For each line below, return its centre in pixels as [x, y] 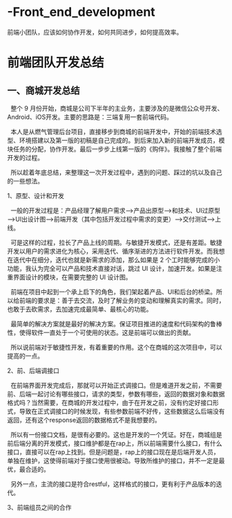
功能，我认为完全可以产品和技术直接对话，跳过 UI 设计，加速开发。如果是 [112, 268]
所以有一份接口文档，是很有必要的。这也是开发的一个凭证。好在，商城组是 [116, 434]
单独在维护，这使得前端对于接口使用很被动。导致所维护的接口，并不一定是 [113, 461]
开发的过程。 [25, 157]
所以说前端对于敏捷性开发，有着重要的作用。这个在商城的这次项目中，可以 [116, 347]
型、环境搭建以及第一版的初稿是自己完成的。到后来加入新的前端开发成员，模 [116, 140]
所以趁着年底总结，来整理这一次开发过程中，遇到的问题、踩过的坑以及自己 [116, 172]
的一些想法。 [25, 181]
